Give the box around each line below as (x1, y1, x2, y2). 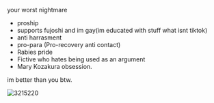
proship (16, 19, 39, 27)
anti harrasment (16, 33, 62, 42)
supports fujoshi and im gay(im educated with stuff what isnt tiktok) (16, 27, 208, 34)
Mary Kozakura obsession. (16, 63, 92, 70)
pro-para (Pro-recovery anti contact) (16, 41, 121, 48)
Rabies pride (16, 48, 53, 56)
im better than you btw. (7, 76, 72, 84)
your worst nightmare (7, 6, 68, 14)
